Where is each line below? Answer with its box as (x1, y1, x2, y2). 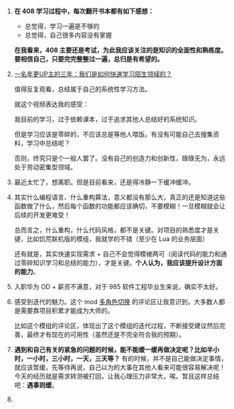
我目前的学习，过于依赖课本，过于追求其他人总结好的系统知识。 (13, 115, 201, 123)
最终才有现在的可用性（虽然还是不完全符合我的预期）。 (26, 330, 186, 339)
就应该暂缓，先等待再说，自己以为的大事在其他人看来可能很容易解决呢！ (13, 363, 225, 371)
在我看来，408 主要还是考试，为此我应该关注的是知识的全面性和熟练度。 (13, 46, 228, 54)
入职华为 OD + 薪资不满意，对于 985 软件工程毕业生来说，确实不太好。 (13, 283, 222, 291)
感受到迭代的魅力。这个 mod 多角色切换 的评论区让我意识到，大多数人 (13, 298, 219, 306)
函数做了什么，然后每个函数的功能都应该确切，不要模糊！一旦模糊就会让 (13, 202, 225, 210)
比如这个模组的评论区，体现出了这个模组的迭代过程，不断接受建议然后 (13, 322, 220, 330)
